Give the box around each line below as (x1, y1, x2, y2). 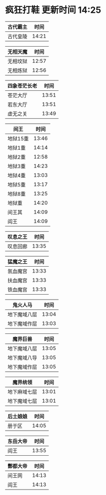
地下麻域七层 (7, 388, 38, 395)
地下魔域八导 (7, 354, 38, 361)
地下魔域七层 (7, 397, 38, 404)
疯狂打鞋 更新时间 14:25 (5, 4, 102, 16)
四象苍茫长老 (7, 82, 38, 89)
